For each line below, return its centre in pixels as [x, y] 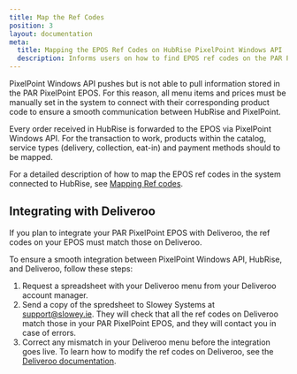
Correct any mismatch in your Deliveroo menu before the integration [146, 342]
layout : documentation [51, 34]
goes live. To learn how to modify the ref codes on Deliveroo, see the [148, 351]
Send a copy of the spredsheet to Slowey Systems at [118, 304]
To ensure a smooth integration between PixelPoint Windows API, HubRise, [146, 259]
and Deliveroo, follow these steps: [71, 268]
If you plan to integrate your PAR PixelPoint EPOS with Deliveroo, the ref [140, 233]
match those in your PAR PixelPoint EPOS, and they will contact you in [149, 323]
